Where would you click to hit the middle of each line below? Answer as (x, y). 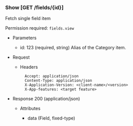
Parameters (24, 38)
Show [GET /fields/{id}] (34, 8)
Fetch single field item (28, 19)
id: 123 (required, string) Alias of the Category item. (73, 48)
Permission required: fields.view (40, 28)
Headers (29, 67)
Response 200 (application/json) (46, 99)
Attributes (30, 108)
